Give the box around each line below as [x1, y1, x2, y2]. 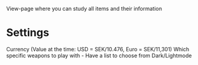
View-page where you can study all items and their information [6, 5, 162, 12]
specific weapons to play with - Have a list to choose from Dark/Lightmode [6, 52, 192, 59]
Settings [6, 26, 49, 39]
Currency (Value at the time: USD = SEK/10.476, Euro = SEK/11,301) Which [6, 45, 190, 52]
